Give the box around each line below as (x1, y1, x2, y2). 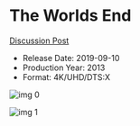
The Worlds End (9, 5, 132, 26)
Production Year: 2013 (22, 62, 106, 73)
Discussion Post (9, 35, 70, 46)
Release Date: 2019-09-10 (22, 52, 120, 63)
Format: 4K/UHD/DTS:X (22, 71, 111, 82)
